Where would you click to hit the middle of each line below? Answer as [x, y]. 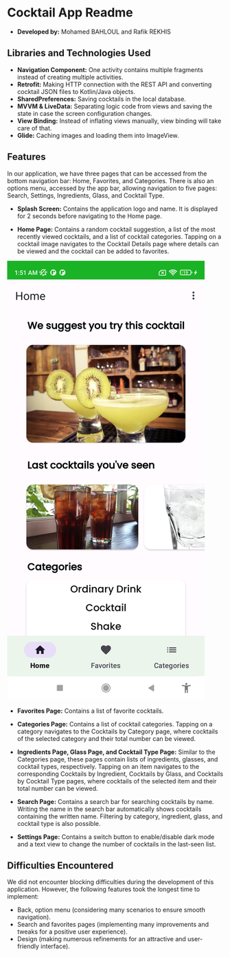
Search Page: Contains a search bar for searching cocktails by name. [115, 801]
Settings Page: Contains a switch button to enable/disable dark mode [116, 837]
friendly [28, 946]
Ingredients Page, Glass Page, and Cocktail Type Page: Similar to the [116, 752]
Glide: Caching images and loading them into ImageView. [98, 135]
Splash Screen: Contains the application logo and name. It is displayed [117, 209]
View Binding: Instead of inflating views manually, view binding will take [119, 121]
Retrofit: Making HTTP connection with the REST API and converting [114, 84]
